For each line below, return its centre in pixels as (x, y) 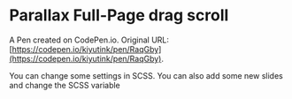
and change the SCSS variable (65, 85)
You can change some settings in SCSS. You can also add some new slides (146, 75)
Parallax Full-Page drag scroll (119, 15)
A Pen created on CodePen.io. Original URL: (89, 40)
